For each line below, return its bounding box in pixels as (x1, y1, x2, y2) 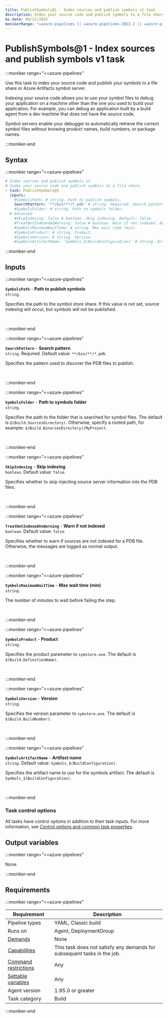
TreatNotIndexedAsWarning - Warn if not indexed (5, 523, 105, 529)
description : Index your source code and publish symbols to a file (5, 12, 151, 17)
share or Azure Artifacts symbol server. (5, 85, 86, 91)
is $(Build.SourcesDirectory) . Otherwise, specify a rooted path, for (5, 419, 144, 425)
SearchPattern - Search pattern (5, 345, 71, 351)
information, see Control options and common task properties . (5, 824, 133, 830)
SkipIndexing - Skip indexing (5, 464, 66, 470)
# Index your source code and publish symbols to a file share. (5, 183, 142, 188)
